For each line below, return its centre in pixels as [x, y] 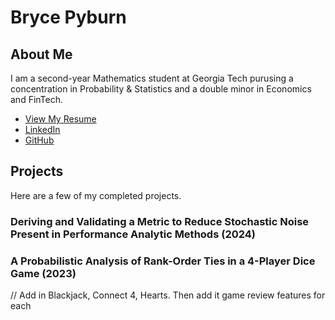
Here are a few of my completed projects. [96, 195]
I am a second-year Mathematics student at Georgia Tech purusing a [152, 78]
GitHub [39, 140]
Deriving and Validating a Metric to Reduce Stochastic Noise [160, 221]
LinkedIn [42, 129]
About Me [41, 54]
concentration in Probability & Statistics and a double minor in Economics [161, 89]
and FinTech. [37, 99]
